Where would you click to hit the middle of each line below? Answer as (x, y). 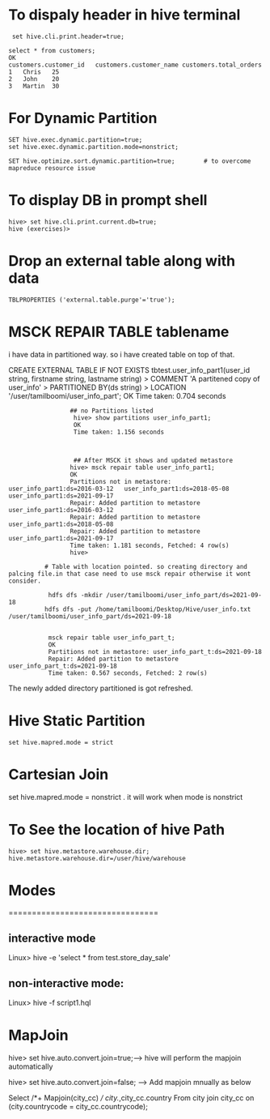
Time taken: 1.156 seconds (118, 432)
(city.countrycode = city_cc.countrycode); (78, 1106)
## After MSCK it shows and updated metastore (153, 460)
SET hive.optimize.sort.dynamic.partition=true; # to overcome (130, 161)
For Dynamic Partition (83, 118)
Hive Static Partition (77, 721)
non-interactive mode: (66, 983)
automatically (31, 1066)
